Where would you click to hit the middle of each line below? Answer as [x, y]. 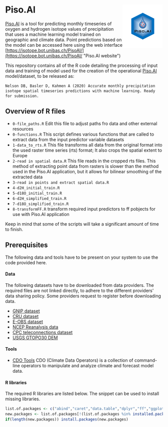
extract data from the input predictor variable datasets [68, 139]
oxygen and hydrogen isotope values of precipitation [59, 29]
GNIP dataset [26, 311]
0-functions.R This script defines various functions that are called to [83, 134]
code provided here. [26, 262]
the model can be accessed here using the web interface [64, 45]
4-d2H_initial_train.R [36, 188]
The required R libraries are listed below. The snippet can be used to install [82, 394]
